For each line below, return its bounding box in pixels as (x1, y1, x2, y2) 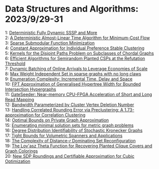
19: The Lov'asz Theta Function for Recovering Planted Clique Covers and (5, 143, 153, 149)
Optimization (5, 158, 31, 164)
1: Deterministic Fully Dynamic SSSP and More (5, 30, 97, 35)
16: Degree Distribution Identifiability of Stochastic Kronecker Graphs (5, 127, 143, 133)
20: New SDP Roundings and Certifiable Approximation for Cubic (5, 153, 135, 159)
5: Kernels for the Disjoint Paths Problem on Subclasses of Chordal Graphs (5, 50, 154, 56)
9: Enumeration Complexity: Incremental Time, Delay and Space (5, 76, 133, 82)
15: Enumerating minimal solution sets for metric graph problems (5, 122, 134, 128)
